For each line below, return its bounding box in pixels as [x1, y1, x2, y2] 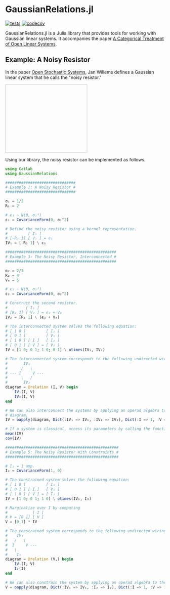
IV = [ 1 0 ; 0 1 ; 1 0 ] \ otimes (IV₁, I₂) [5, 496, 92, 501]
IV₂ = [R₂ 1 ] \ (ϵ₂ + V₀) [5, 315, 60, 320]
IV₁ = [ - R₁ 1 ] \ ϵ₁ [5, 240, 47, 246]
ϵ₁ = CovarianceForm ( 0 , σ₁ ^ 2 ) [5, 217, 69, 222]
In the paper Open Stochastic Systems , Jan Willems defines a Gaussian [5, 69, 154, 75]
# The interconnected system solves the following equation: [5, 324, 137, 329]
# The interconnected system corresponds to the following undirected [5, 356, 157, 361]
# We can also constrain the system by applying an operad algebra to [5, 580, 157, 585]
